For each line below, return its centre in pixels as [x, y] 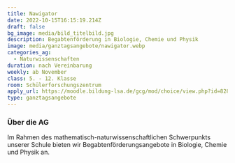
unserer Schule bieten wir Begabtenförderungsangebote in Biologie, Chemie [117, 145]
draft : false [26, 26]
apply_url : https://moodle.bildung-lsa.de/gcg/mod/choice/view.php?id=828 [119, 91]
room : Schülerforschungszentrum [54, 85]
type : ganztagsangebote [42, 98]
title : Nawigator [33, 14]
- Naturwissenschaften [47, 59]
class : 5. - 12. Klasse [42, 78]
